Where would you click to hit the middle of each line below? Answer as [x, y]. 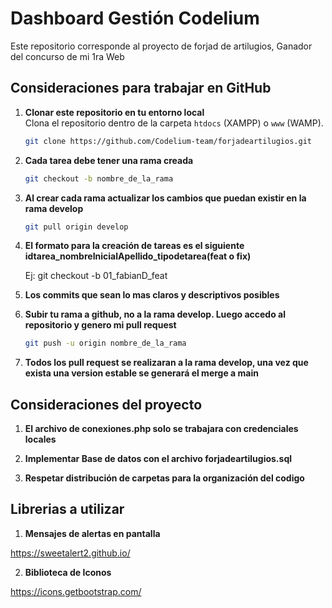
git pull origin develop [76, 227]
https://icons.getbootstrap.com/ [76, 591]
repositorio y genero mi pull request [100, 325]
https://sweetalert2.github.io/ [70, 553]
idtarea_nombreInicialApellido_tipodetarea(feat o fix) [138, 256]
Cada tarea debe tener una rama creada [109, 160]
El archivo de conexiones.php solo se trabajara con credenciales [161, 429]
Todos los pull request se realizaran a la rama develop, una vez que [166, 363]
